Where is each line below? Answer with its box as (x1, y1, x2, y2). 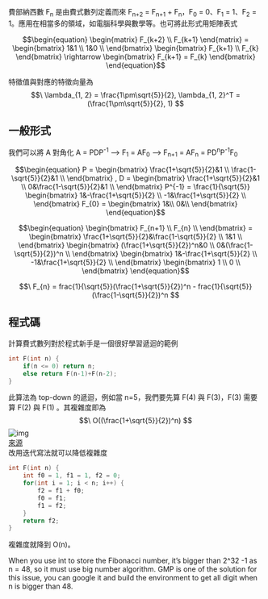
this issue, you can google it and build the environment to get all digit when (8, 573, 258, 583)
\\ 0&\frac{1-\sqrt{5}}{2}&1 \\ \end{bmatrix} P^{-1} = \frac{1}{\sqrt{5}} (21, 182, 250, 192)
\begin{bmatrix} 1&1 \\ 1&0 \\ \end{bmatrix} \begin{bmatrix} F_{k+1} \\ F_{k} (11, 43, 260, 52)
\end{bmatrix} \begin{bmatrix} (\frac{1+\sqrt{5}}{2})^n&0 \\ (18, 240, 216, 250)
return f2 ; (23, 517, 60, 525)
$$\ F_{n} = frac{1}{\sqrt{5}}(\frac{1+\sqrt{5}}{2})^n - (19, 281, 196, 292)
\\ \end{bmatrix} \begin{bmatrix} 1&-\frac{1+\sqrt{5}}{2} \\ (65, 249, 258, 259)
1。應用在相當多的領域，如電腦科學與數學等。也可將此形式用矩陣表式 (8, 19, 238, 28)
